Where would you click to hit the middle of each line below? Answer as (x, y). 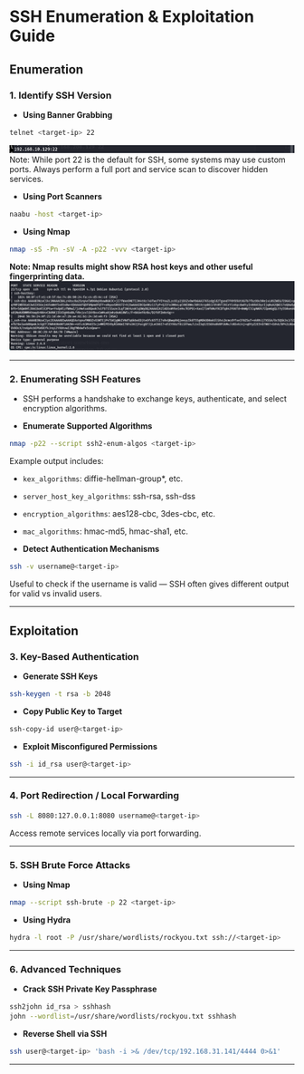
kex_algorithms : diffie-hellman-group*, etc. (103, 479)
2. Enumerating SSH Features (76, 380)
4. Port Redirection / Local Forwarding (94, 796)
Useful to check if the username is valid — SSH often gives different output (149, 584)
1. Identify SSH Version (61, 95)
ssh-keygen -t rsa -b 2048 (60, 694)
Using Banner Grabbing (67, 114)
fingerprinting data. (47, 276)
